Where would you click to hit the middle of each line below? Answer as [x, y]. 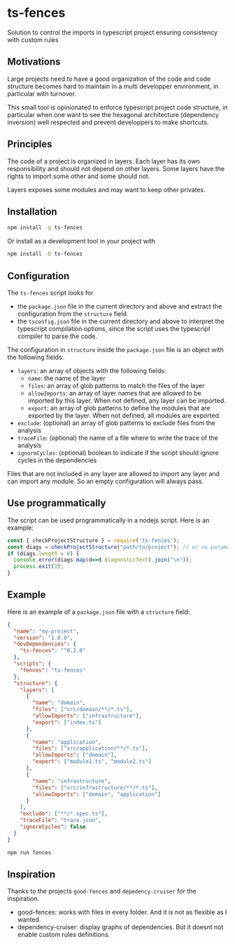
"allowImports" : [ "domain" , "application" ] [97, 794]
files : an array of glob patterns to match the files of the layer [116, 385]
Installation [32, 211]
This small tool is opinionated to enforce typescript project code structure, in [117, 107]
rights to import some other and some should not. [79, 176]
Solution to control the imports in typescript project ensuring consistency [113, 32]
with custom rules [33, 39]
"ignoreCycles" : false [53, 827]
